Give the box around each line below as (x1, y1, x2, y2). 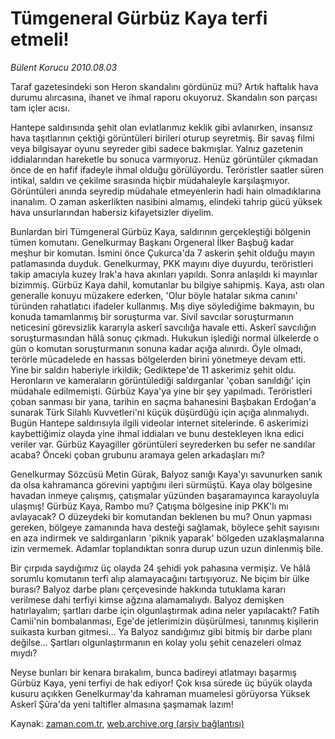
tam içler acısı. (10, 102, 70, 114)
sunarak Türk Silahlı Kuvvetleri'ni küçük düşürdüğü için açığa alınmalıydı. (10, 406, 310, 418)
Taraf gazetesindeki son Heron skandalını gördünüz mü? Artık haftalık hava (10, 80, 319, 92)
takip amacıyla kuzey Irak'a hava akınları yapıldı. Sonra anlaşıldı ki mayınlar (10, 268, 318, 280)
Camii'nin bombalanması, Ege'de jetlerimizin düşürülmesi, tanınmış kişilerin (10, 615, 320, 627)
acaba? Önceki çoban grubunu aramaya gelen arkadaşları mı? (10, 448, 265, 461)
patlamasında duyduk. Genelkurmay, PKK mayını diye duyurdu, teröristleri (10, 257, 314, 269)
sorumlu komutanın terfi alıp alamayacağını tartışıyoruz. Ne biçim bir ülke (10, 572, 310, 584)
